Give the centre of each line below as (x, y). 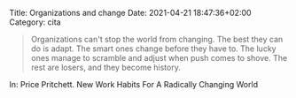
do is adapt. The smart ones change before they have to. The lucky (153, 49)
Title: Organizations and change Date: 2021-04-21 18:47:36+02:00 (130, 13)
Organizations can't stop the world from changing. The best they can (157, 39)
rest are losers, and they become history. (106, 67)
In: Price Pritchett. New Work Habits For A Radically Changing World (134, 84)
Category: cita (35, 22)
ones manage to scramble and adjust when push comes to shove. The (159, 58)
